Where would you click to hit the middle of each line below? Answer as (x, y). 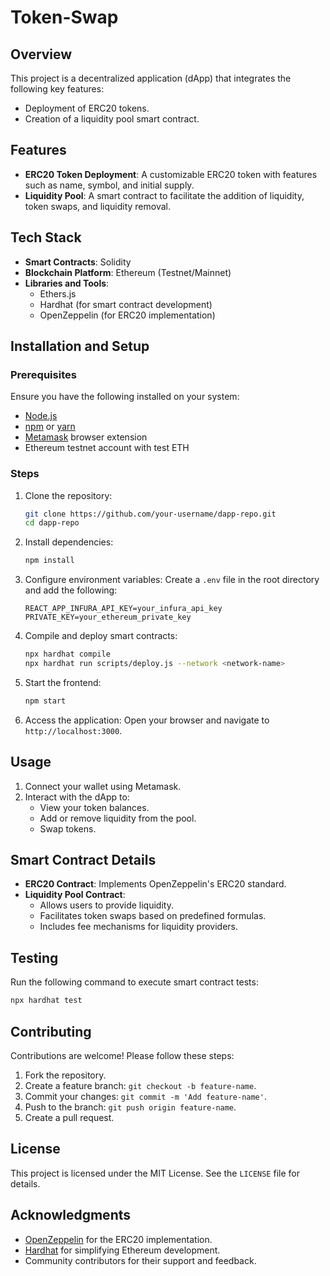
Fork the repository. (65, 1075)
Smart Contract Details (83, 860)
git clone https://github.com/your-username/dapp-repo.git (150, 514)
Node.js (41, 416)
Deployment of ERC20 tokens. (87, 108)
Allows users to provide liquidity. (106, 905)
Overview (41, 54)
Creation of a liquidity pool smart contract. (112, 119)
